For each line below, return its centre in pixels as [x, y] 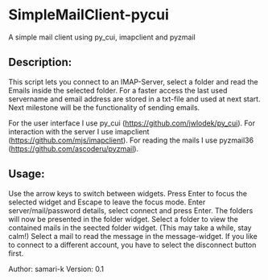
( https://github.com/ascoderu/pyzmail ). [74, 148]
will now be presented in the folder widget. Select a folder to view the [124, 219]
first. [16, 253]
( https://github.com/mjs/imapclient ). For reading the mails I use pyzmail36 [131, 140]
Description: [40, 62]
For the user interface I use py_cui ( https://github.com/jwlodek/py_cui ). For [132, 123]
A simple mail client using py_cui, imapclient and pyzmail [102, 37]
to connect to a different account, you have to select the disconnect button [132, 245]
